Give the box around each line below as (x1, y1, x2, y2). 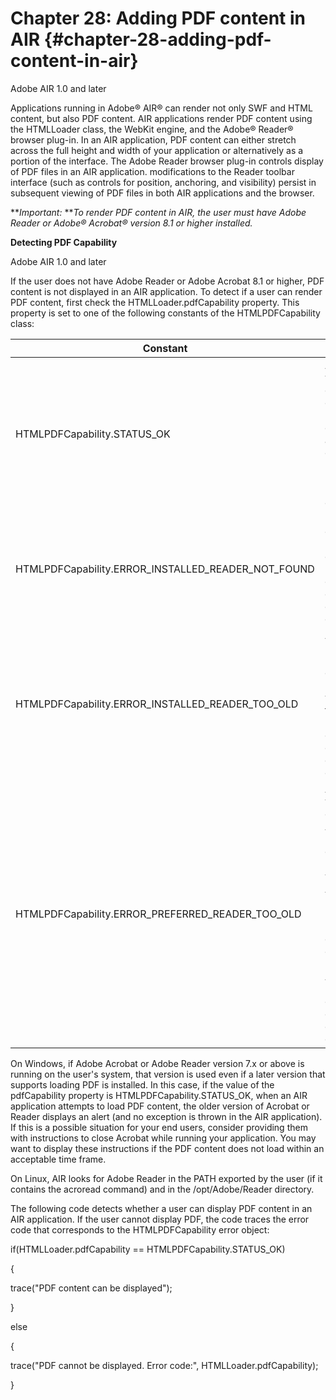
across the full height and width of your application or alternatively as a (10, 144, 304, 156)
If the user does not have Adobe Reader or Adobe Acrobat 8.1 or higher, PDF (10, 275, 325, 287)
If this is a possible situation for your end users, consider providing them (10, 1121, 308, 1133)
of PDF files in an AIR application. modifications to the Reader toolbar (10, 165, 295, 177)
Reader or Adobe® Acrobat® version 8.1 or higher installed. (10, 217, 253, 229)
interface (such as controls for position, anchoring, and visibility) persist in (10, 176, 317, 188)
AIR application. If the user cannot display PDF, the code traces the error (10, 1213, 310, 1225)
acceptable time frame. (10, 1153, 107, 1165)
